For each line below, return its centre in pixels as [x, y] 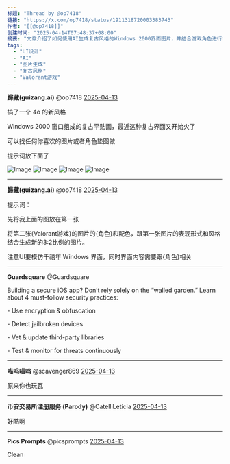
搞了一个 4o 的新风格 [37, 112]
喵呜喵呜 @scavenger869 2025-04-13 [61, 371]
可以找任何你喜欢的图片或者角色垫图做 [61, 141]
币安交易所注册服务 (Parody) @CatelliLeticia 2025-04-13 [87, 407]
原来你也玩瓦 [25, 386]
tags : [15, 45]
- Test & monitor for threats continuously [64, 351]
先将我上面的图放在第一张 [43, 219]
